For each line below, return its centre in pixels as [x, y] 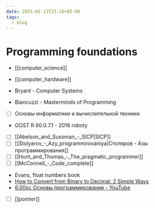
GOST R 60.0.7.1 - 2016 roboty [51, 126]
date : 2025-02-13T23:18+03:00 [43, 11]
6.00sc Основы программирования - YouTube [72, 187]
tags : [13, 17]
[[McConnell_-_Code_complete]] [54, 163]
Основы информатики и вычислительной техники [77, 114]
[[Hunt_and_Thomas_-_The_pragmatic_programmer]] [79, 156]
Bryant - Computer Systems [49, 91]
